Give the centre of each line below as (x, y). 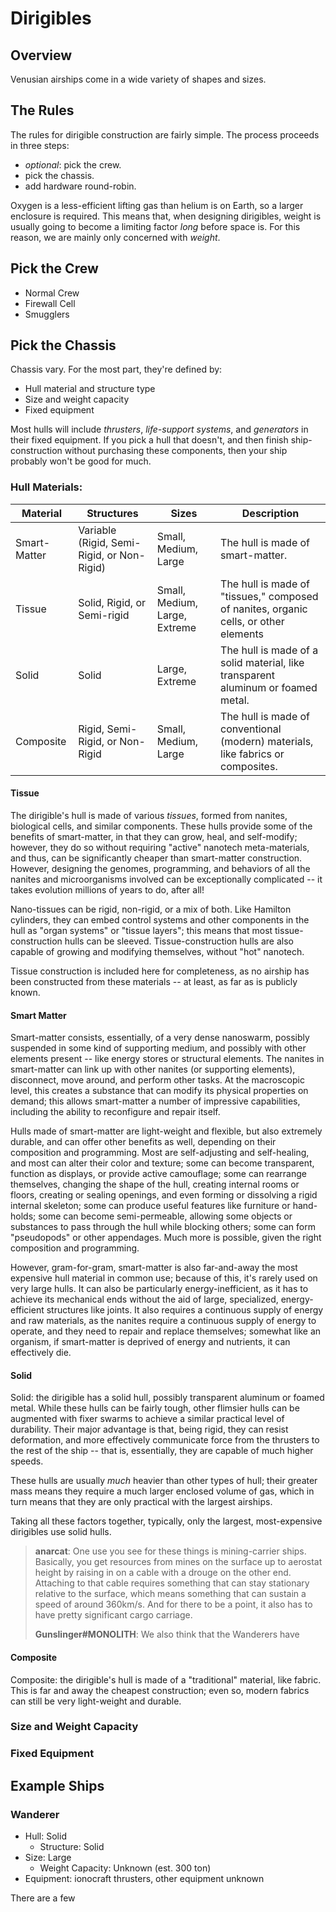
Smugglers (47, 314)
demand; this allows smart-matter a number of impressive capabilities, (155, 1101)
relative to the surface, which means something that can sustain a (170, 1594)
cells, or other (252, 621)
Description (270, 513)
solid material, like (262, 662)
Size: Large (48, 1858)
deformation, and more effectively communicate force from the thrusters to (165, 1440)
